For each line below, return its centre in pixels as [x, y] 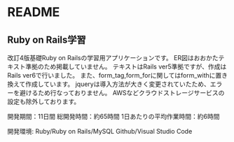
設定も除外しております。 [44, 101]
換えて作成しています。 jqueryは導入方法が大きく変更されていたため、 [109, 84]
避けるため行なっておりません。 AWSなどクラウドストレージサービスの [122, 93]
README [34, 12]
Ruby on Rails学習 [47, 40]
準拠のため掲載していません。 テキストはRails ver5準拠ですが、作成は [126, 66]
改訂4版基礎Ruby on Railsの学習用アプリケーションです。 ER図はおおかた [113, 58]
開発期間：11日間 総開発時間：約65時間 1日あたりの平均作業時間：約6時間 [113, 116]
